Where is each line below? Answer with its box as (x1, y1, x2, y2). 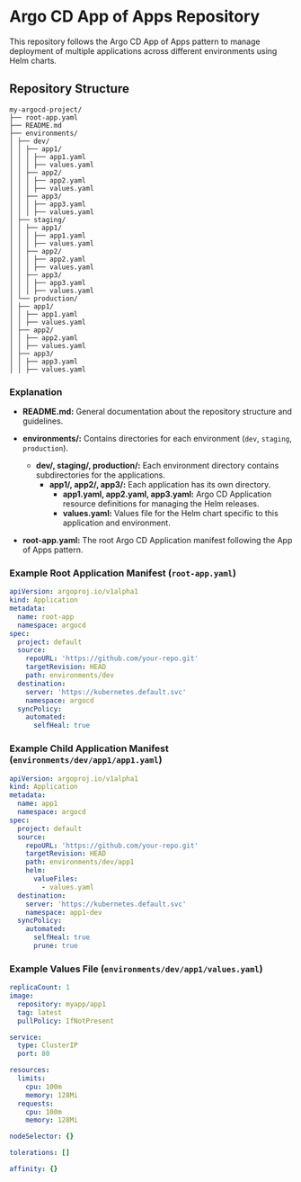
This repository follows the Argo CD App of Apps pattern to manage (9, 36, 261, 47)
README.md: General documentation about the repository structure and (22, 407, 292, 417)
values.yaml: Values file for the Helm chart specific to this (62, 508, 279, 519)
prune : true (32, 942, 78, 951)
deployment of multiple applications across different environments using (9, 45, 278, 56)
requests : (17, 1099, 54, 1108)
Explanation (9, 385, 63, 398)
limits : (17, 1074, 47, 1083)
